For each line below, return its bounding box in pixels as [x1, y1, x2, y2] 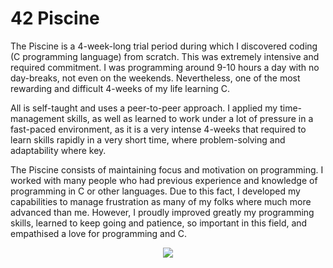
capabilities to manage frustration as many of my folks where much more [10, 195, 312, 207]
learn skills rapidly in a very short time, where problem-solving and [10, 133, 286, 146]
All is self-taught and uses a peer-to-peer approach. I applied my [10, 102, 278, 114]
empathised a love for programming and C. [10, 227, 188, 239]
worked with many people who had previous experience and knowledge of [10, 174, 318, 186]
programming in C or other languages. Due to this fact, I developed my [10, 185, 301, 197]
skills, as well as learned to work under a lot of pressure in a [66, 112, 314, 124]
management [10, 112, 65, 124]
